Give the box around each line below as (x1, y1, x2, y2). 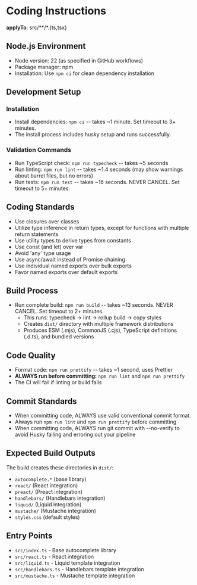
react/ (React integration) (14, 481, 78, 489)
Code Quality (6, 350, 56, 360)
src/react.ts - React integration (14, 553, 94, 560)
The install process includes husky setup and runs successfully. (14, 131, 171, 138)
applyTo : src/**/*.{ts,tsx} (6, 24, 67, 31)
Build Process (6, 285, 58, 295)
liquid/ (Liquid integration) (14, 500, 82, 508)
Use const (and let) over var (14, 243, 84, 250)
